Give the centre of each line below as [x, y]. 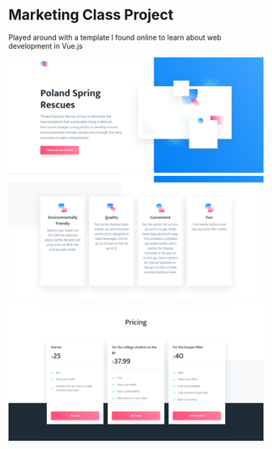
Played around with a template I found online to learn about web [115, 37]
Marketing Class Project [91, 15]
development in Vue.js [46, 45]
